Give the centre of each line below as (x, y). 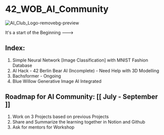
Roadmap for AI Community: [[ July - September (82, 97)
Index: (15, 48)
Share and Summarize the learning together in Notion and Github (79, 122)
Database (22, 65)
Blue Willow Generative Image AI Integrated (57, 81)
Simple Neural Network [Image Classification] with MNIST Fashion (80, 60)
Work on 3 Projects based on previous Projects (61, 116)
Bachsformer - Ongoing (37, 76)
